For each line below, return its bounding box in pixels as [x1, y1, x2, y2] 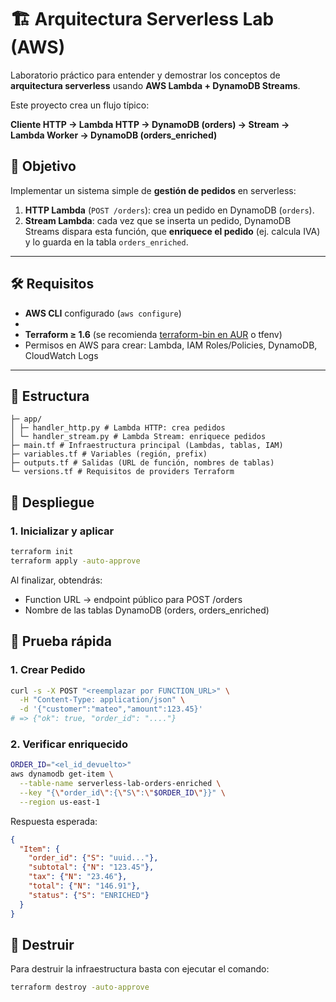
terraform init [10, 547, 74, 557]
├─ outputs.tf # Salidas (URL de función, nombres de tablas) [10, 458, 275, 468]
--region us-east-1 [19, 797, 101, 807]
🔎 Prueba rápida [10, 633, 112, 650]
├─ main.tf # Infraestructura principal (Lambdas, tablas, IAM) [10, 441, 284, 451]
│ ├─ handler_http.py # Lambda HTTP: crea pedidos [10, 423, 226, 433]
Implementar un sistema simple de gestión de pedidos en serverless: [10, 184, 297, 196]
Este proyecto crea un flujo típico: [10, 99, 150, 111]
